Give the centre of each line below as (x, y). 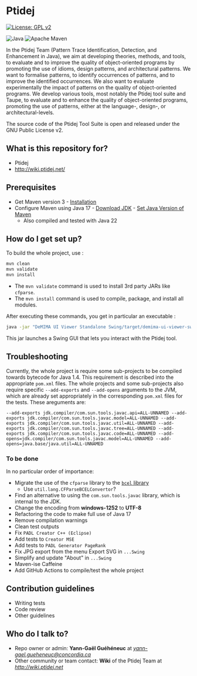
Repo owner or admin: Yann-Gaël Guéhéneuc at (73, 648)
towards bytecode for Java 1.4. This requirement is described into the (90, 377)
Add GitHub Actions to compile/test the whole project (79, 570)
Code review (30, 609)
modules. (26, 305)
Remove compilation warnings (51, 520)
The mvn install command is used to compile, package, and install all (99, 299)
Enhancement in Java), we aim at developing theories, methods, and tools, (96, 56)
